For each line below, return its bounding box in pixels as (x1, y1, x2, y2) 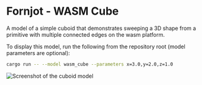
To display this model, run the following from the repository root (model (6, 43, 186, 50)
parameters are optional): (6, 49, 70, 56)
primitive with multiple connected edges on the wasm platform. (6, 31, 165, 38)
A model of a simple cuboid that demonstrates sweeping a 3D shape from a (6, 24, 197, 32)
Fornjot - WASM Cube (6, 4, 119, 18)
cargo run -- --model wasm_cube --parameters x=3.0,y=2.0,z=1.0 (6, 61, 173, 67)
